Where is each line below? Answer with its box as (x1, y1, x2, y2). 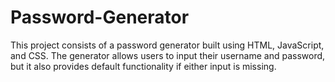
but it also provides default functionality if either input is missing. (10, 60, 277, 72)
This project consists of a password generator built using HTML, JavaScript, (10, 39, 325, 51)
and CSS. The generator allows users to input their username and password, (10, 49, 326, 61)
